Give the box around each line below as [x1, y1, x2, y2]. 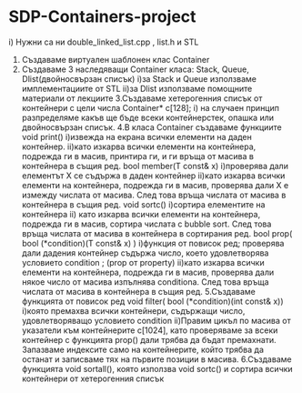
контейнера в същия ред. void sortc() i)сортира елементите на [21, 198, 266, 210]
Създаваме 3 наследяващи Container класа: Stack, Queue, [21, 64, 249, 75]
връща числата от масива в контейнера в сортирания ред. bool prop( [21, 227, 293, 238]
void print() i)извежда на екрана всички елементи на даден [21, 131, 252, 142]
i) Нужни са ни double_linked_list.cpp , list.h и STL [8, 36, 199, 47]
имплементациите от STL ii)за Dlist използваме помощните [21, 83, 253, 94]
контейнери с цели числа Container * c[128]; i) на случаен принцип [21, 102, 279, 113]
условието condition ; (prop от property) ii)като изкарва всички [21, 257, 265, 267]
